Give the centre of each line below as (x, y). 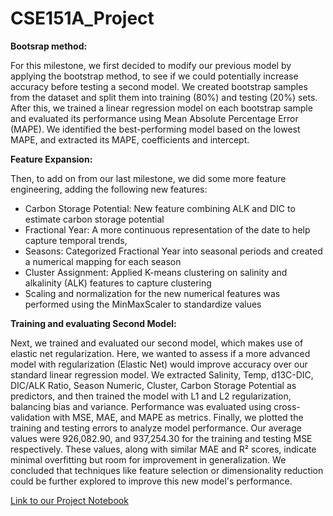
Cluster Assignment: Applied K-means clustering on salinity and (156, 272)
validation (30, 417)
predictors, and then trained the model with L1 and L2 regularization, (151, 396)
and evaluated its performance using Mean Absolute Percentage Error (154, 118)
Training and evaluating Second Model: (93, 323)
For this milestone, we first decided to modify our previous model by (151, 65)
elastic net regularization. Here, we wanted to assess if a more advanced (160, 353)
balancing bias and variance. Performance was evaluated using (141, 406)
